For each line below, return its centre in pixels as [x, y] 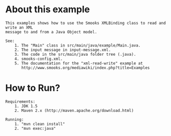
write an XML [19, 27]
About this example [48, 9]
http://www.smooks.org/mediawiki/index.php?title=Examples [85, 67]
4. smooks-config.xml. [39, 59]
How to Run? [33, 88]
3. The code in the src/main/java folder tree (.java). [76, 54]
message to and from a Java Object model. [51, 32]
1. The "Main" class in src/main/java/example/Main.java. [78, 45]
